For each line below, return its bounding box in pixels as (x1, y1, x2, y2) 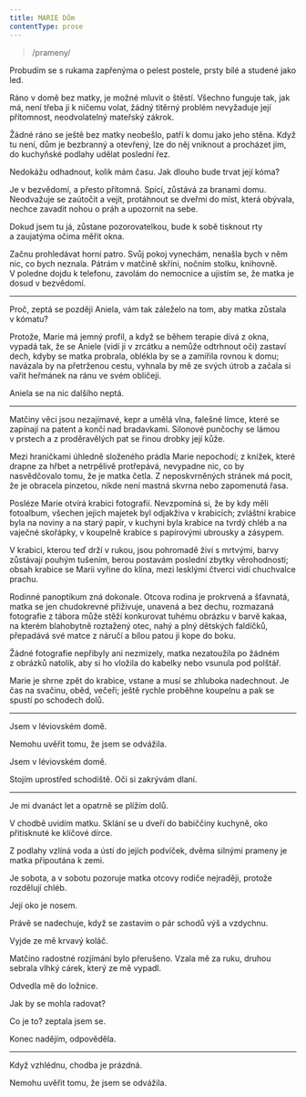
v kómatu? (9, 313, 48, 324)
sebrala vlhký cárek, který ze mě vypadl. (9, 962, 162, 973)
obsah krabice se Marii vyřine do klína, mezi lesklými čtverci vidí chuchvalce (9, 563, 296, 575)
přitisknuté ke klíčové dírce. (9, 827, 113, 838)
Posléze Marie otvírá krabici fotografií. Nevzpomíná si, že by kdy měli (9, 497, 269, 508)
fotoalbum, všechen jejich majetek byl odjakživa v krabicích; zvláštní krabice (9, 507, 297, 518)
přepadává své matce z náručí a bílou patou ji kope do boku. (9, 630, 237, 641)
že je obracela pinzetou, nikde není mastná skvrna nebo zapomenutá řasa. (9, 480, 289, 491)
